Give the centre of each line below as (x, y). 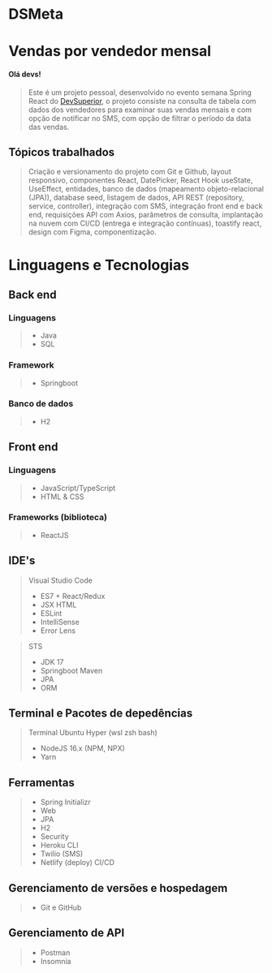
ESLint (51, 613)
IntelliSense (60, 622)
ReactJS (54, 535)
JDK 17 (52, 661)
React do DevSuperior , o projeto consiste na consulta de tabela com (142, 101)
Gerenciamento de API (67, 933)
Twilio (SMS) (62, 854)
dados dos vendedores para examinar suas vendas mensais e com (140, 110)
